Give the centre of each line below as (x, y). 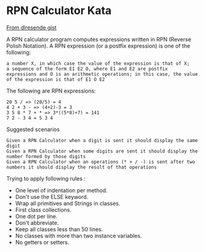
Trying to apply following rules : (46, 178)
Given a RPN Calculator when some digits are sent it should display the (102, 151)
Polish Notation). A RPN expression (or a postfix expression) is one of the (98, 46)
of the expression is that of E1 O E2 (56, 79)
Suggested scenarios (33, 129)
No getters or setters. (42, 242)
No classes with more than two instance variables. (78, 236)
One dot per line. (36, 216)
